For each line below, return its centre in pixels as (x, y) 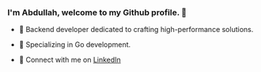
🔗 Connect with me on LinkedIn (70, 60)
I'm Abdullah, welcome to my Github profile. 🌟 (97, 13)
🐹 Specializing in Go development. (75, 45)
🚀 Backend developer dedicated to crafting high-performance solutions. (136, 30)
